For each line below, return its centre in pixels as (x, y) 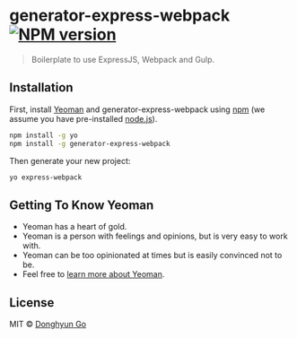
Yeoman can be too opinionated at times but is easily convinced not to (152, 256)
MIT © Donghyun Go (48, 324)
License (32, 303)
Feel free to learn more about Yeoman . (93, 274)
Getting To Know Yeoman (82, 205)
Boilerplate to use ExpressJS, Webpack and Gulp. (123, 59)
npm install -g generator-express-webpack (90, 143)
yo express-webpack (46, 177)
